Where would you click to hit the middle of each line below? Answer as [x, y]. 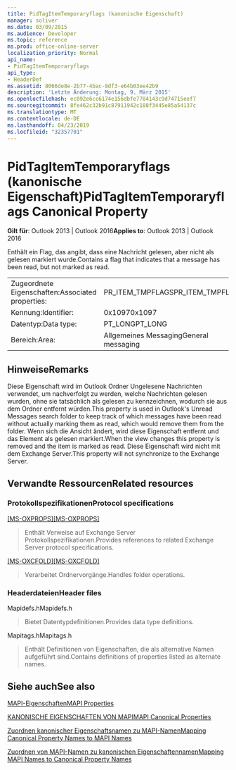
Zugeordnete [32, 284]
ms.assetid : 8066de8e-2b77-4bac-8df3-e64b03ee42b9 [83, 86]
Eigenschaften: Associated [54, 292]
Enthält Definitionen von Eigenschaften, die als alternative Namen [119, 650]
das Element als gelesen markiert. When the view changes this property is [114, 439]
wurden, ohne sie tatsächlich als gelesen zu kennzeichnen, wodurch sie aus [117, 402]
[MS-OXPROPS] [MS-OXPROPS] [53, 518]
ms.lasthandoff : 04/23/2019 [48, 125]
